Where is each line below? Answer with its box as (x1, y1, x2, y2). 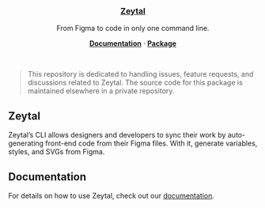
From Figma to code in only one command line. (56, 24, 210, 33)
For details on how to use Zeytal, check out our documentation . (8, 191, 215, 200)
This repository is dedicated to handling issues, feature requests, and (27, 70, 254, 79)
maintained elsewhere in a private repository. (27, 86, 175, 96)
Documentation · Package (89, 39, 176, 48)
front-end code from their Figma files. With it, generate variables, (45, 138, 258, 148)
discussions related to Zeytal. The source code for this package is (27, 78, 243, 88)
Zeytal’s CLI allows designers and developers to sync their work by (8, 130, 226, 140)
